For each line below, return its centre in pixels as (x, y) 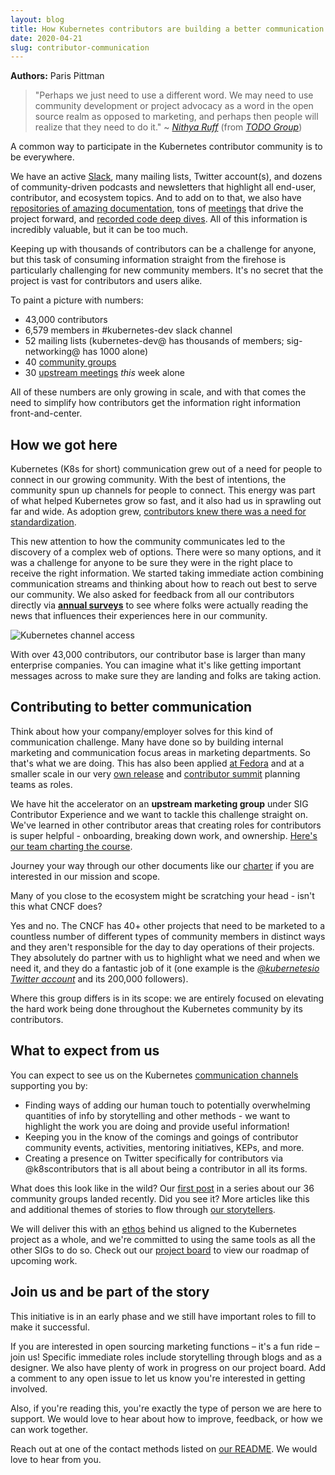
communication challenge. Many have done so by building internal (147, 742)
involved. (29, 1388)
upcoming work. (44, 1260)
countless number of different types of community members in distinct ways (168, 936)
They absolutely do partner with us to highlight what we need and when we (165, 957)
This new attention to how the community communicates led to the (148, 542)
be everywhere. (42, 157)
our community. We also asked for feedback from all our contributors (152, 595)
